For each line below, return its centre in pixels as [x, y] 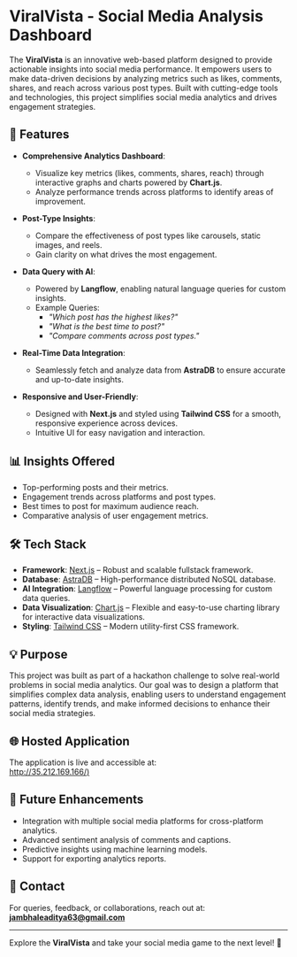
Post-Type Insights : [58, 218]
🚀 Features [39, 135]
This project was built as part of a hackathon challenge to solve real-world [145, 675]
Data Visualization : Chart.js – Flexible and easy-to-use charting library [151, 607]
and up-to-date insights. [79, 379]
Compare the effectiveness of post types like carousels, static [148, 235]
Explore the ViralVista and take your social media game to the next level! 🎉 [145, 942]
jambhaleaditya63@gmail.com [67, 917]
